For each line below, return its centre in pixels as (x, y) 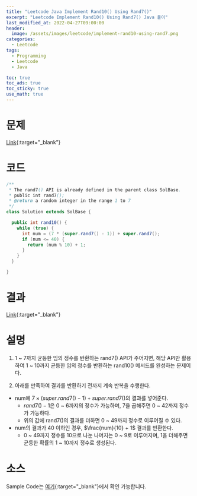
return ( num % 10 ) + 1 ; (56, 245)
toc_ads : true (24, 83)
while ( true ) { (35, 228)
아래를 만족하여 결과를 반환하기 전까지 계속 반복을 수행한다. (83, 385)
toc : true (18, 78)
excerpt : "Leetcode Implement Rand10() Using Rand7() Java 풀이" (87, 17)
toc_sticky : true (28, 89)
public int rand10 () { (39, 223)
